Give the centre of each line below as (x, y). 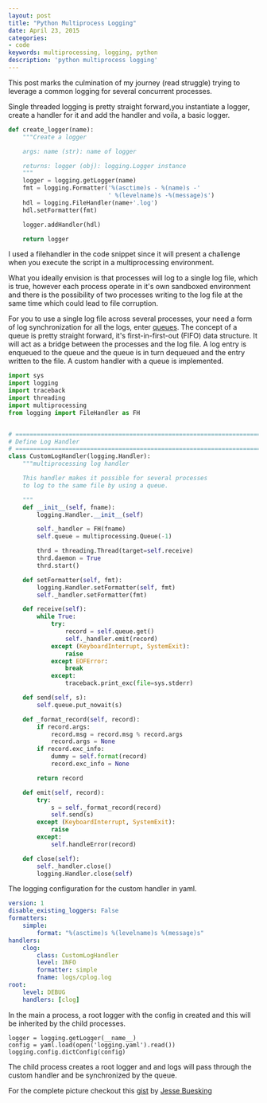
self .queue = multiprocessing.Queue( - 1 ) (104, 537)
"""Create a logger (55, 137)
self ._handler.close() (74, 866)
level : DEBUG (44, 992)
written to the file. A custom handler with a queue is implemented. (116, 361)
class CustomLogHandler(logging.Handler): (79, 456)
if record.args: (64, 727)
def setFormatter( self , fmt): (73, 580)
